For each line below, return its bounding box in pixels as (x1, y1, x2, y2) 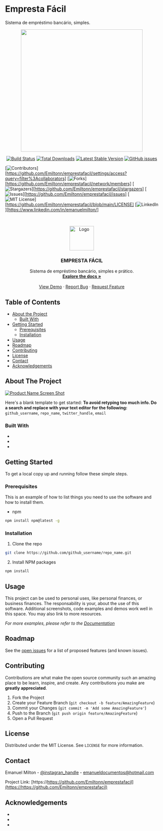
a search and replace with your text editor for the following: (5, 404, 127, 410)
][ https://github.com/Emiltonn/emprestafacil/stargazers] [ (31, 186, 147, 192)
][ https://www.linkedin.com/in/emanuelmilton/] (5, 206, 99, 212)
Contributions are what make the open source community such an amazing (5, 674, 156, 680)
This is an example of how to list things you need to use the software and (5, 494, 152, 500)
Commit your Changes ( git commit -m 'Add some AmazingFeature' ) (12, 705, 147, 711)
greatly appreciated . (5, 685, 47, 691)
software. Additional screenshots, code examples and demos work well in (5, 606, 153, 611)
